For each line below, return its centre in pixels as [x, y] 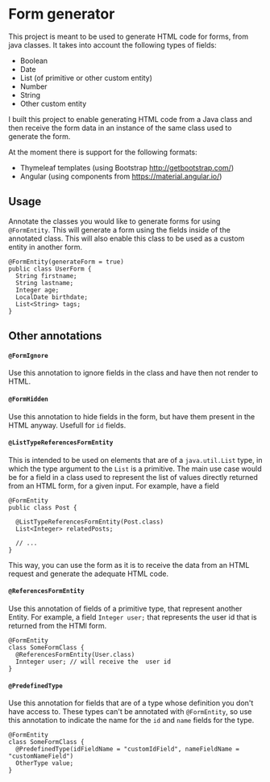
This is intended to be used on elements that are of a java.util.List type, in [135, 460]
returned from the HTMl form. [58, 625]
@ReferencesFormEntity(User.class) [75, 654]
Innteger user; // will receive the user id [93, 662]
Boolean [34, 61]
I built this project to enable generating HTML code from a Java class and [130, 119]
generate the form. [39, 136]
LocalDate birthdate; [52, 297]
